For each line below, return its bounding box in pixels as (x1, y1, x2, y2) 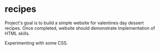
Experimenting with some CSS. (4, 40, 68, 46)
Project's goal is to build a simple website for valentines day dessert (4, 20, 144, 26)
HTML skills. (4, 30, 30, 36)
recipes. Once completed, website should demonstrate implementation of (4, 25, 155, 31)
